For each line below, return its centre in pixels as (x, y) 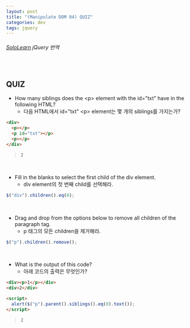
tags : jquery (22, 28)
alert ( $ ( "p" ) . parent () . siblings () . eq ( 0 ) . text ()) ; (73, 304)
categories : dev (26, 22)
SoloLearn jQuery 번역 (33, 47)
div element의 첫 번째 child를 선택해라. (68, 184)
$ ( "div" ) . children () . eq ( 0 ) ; (40, 195)
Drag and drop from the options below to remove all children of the (95, 218)
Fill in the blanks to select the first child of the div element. (85, 177)
